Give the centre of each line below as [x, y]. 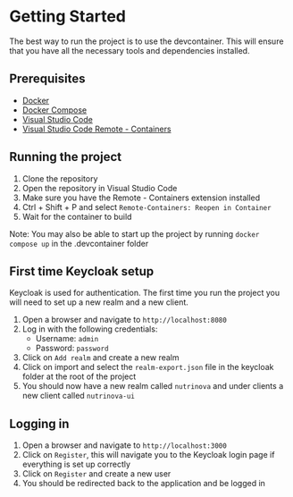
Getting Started [68, 17]
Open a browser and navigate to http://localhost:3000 [125, 445]
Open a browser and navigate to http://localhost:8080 [125, 320]
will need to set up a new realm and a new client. [99, 302]
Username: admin [67, 339]
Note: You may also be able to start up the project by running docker [134, 233]
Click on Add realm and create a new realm [101, 358]
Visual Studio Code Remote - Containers [96, 129]
